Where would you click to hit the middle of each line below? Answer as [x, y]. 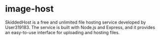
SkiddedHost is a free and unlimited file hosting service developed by [76, 22]
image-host [30, 9]
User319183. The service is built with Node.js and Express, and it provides [80, 27]
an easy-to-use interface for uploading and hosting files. [62, 32]
